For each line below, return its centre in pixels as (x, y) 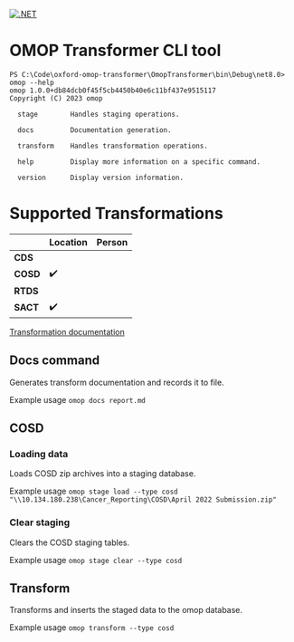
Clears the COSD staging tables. (70, 542)
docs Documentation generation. (95, 130)
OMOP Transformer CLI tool (115, 51)
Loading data (39, 454)
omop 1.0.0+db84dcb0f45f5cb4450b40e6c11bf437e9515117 (113, 91)
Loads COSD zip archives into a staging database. (103, 474)
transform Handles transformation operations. (113, 146)
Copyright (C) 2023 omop (56, 98)
